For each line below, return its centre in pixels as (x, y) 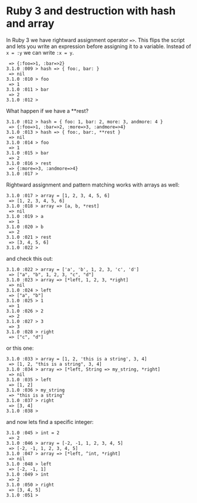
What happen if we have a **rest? (47, 110)
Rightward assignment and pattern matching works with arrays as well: (93, 185)
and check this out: (30, 258)
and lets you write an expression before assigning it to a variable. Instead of (99, 46)
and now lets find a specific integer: (50, 422)
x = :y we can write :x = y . (40, 52)
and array (30, 23)
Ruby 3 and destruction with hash (91, 11)
